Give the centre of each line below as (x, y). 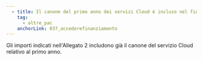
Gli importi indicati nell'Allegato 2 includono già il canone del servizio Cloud (100, 45)
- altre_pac (37, 23)
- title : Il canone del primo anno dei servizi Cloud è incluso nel (100, 12)
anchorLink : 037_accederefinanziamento (67, 28)
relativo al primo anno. (34, 52)
